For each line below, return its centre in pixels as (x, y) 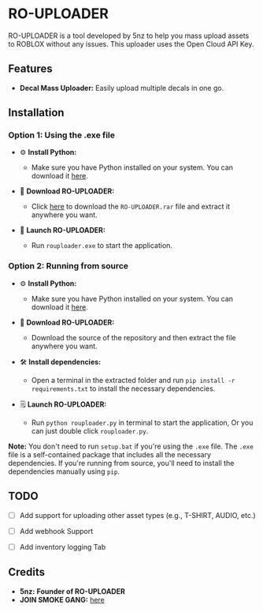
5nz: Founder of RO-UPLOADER (72, 591)
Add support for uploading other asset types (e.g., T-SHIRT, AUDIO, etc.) (137, 515)
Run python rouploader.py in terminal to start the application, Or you (142, 422)
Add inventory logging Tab (63, 546)
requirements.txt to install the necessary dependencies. (123, 389)
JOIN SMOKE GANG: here (62, 599)
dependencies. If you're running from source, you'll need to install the (121, 463)
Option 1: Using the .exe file (62, 135)
